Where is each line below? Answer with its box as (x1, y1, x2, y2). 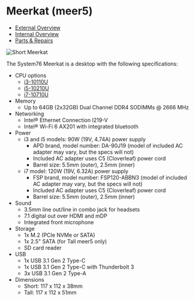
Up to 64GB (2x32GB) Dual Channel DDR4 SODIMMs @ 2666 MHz (23, 103, 189, 111)
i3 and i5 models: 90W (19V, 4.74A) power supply (23, 135, 146, 142)
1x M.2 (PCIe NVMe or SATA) (23, 231, 95, 239)
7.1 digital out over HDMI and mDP (23, 212, 108, 219)
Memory (14, 97, 36, 105)
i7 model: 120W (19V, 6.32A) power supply (23, 167, 129, 175)
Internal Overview (14, 30, 59, 37)
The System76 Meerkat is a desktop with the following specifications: (6, 60, 178, 67)
